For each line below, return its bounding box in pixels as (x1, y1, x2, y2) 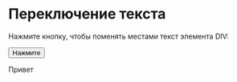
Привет (8, 64, 34, 74)
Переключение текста (8, 5, 166, 23)
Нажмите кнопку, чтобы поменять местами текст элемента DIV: (8, 31, 229, 41)
